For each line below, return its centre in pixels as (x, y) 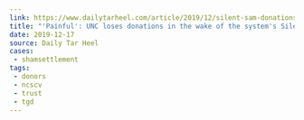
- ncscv (28, 85)
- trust (28, 93)
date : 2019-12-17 (42, 34)
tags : (19, 69)
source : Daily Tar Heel (54, 43)
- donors (30, 77)
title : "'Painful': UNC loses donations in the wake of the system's (143, 26)
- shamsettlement (46, 60)
